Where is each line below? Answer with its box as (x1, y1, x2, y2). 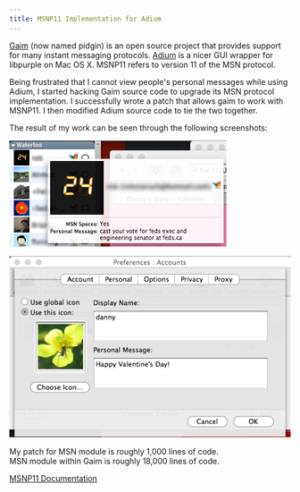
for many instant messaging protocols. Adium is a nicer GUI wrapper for (9, 49, 274, 60)
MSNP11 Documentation (9, 473, 98, 484)
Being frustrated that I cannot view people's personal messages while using (9, 76, 288, 87)
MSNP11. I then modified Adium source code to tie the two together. (9, 105, 258, 115)
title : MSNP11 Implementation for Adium (9, 14, 162, 23)
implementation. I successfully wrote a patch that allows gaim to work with (9, 95, 284, 106)
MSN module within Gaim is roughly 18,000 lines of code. (9, 456, 221, 467)
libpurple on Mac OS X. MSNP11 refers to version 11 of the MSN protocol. (9, 59, 276, 70)
